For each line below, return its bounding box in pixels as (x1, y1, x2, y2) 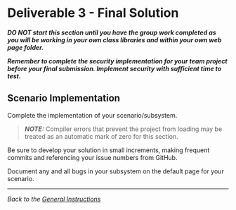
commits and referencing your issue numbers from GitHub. (7, 153, 178, 161)
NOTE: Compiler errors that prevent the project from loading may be (24, 125, 223, 133)
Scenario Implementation (7, 92, 121, 104)
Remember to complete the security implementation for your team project (7, 56, 228, 65)
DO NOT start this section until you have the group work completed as (7, 28, 216, 37)
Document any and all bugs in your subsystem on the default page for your (7, 167, 225, 175)
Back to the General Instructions (7, 194, 101, 203)
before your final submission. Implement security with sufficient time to (7, 64, 222, 73)
